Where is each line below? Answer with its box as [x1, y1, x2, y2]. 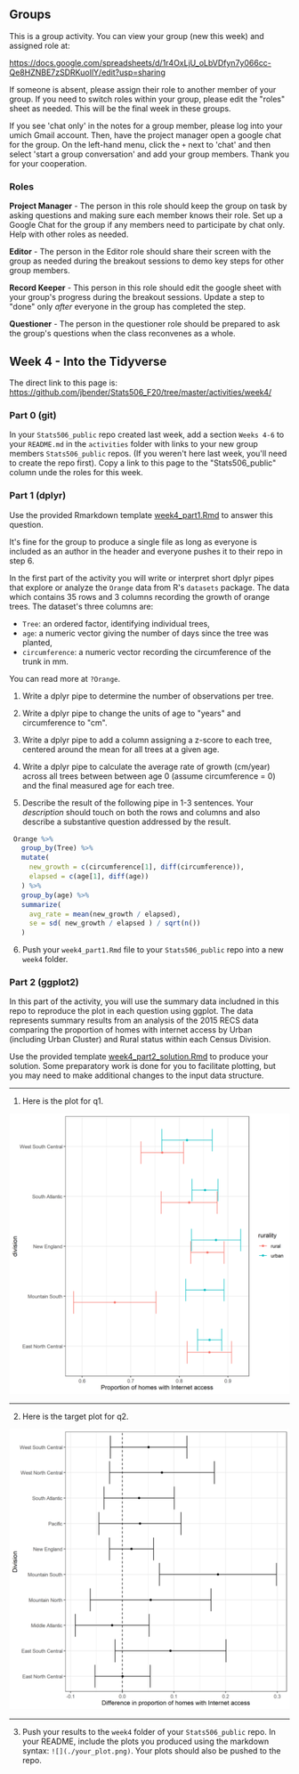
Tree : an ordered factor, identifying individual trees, [21, 618, 211, 628]
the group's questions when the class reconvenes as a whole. [9, 328, 236, 339]
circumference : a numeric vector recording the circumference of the [21, 646, 271, 657]
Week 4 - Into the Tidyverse [9, 353, 167, 369]
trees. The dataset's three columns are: [9, 601, 154, 612]
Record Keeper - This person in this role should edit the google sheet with [9, 282, 282, 293]
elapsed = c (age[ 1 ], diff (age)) [28, 872, 149, 881]
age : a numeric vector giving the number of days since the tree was [21, 628, 269, 638]
